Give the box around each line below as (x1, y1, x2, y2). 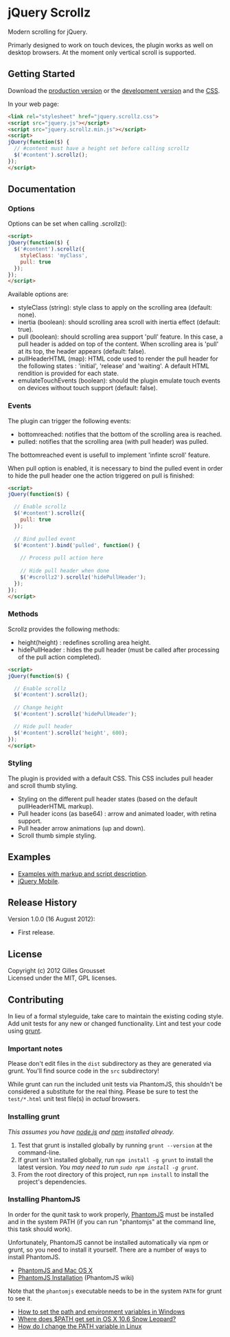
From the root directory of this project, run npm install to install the (17, 1170, 209, 1178)
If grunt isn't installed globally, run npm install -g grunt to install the (17, 1155, 214, 1164)
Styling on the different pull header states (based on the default (17, 795, 198, 803)
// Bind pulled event (14, 535, 76, 542)
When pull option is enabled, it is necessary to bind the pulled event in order (8, 464, 223, 472)
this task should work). (8, 1225, 73, 1233)
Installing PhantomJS (8, 1195, 81, 1204)
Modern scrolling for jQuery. (8, 28, 88, 36)
